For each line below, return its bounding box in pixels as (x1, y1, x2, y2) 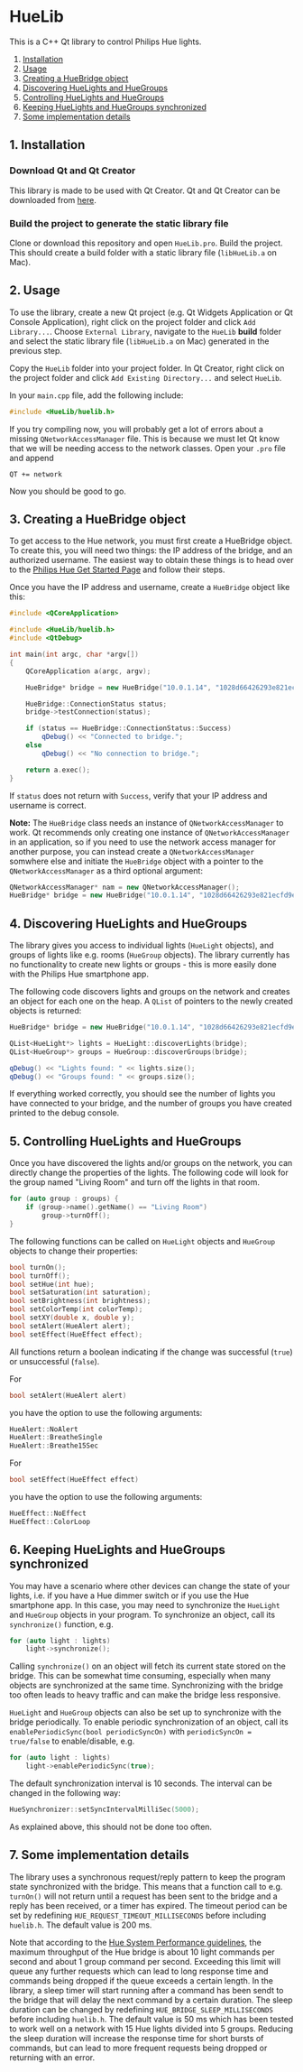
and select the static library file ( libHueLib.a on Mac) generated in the (9, 336, 270, 347)
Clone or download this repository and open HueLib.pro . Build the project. (9, 237, 283, 248)
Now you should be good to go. (9, 486, 126, 496)
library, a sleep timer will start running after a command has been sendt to (9, 1984, 284, 1995)
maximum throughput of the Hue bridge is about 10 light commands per (9, 1947, 275, 1957)
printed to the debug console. (9, 1107, 120, 1118)
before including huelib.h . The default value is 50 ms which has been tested (9, 2013, 294, 2024)
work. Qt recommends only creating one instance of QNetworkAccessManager (9, 827, 290, 837)
